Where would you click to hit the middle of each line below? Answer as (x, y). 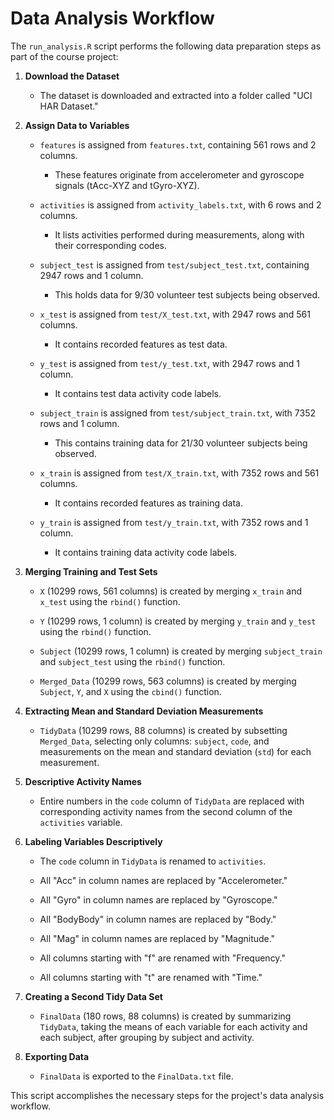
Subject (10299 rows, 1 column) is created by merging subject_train (181, 651)
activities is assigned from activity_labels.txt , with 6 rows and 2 (180, 204)
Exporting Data (57, 1056)
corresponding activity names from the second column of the (166, 811)
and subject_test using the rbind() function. (132, 661)
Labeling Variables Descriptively (93, 841)
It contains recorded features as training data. (148, 503)
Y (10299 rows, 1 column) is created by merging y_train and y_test (178, 621)
